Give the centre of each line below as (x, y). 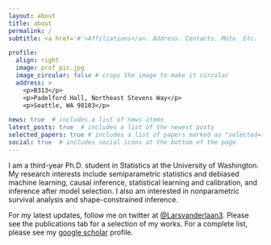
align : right (38, 60)
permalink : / (30, 31)
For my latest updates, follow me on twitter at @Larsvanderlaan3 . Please (129, 215)
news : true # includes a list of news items (86, 120)
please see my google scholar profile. (71, 232)
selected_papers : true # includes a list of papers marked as (115, 135)
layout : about (32, 16)
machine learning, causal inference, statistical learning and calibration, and (133, 182)
